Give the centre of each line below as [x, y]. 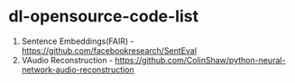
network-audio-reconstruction [78, 70]
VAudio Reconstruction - [67, 60]
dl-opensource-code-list [104, 17]
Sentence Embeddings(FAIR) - [78, 41]
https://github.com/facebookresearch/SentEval [109, 50]
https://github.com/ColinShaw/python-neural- [200, 60]
